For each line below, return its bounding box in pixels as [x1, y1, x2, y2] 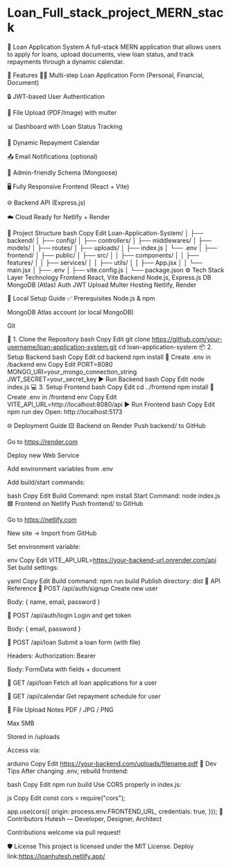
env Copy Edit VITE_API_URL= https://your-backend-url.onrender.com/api [7, 555, 217, 564]
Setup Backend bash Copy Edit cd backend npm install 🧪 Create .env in [7, 353, 212, 361]
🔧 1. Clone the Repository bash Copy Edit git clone [7, 335, 151, 343]
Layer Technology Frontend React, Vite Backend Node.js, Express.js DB [7, 273, 212, 281]
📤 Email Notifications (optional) [7, 152, 98, 161]
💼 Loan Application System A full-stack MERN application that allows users [7, 42, 221, 51]
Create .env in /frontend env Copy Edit [7, 392, 117, 401]
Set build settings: [7, 563, 59, 571]
